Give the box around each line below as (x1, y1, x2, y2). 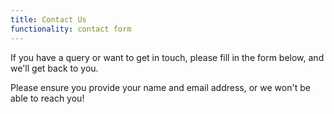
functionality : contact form (10, 24, 132, 34)
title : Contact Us (10, 14, 87, 25)
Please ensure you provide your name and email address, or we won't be (10, 81, 311, 93)
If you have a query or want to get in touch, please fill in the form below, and (10, 51, 325, 63)
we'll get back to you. (10, 62, 99, 74)
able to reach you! (10, 92, 85, 104)
